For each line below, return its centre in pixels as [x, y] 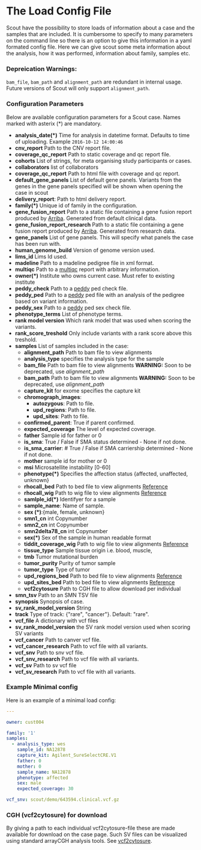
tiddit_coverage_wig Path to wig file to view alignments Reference [106, 544]
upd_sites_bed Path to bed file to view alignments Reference [99, 582]
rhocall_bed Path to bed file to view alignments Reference [96, 486]
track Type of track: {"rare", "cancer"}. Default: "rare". [82, 614]
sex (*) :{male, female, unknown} [64, 512]
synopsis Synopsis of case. [49, 601]
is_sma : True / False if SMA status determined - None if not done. [105, 442]
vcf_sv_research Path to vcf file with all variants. [75, 671]
